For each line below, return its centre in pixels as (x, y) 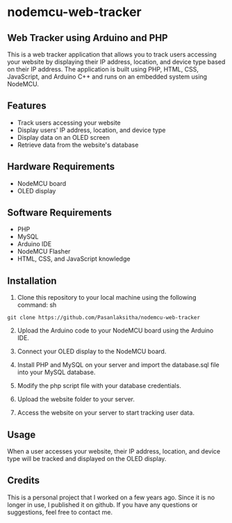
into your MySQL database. (56, 372)
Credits (24, 481)
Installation (32, 281)
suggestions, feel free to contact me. (60, 512)
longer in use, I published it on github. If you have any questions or (102, 504)
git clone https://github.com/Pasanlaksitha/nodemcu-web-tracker (103, 318)
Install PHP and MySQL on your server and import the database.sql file (118, 365)
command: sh (37, 305)
